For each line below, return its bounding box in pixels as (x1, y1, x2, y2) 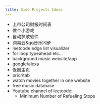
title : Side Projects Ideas (5, 7, 63, 12)
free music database (12, 82, 54, 88)
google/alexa (12, 61, 39, 67)
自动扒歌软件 (12, 33, 39, 39)
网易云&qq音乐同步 (12, 40, 51, 46)
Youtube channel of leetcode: (12, 88, 73, 94)
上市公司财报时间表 (12, 21, 52, 27)
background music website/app (12, 55, 77, 61)
